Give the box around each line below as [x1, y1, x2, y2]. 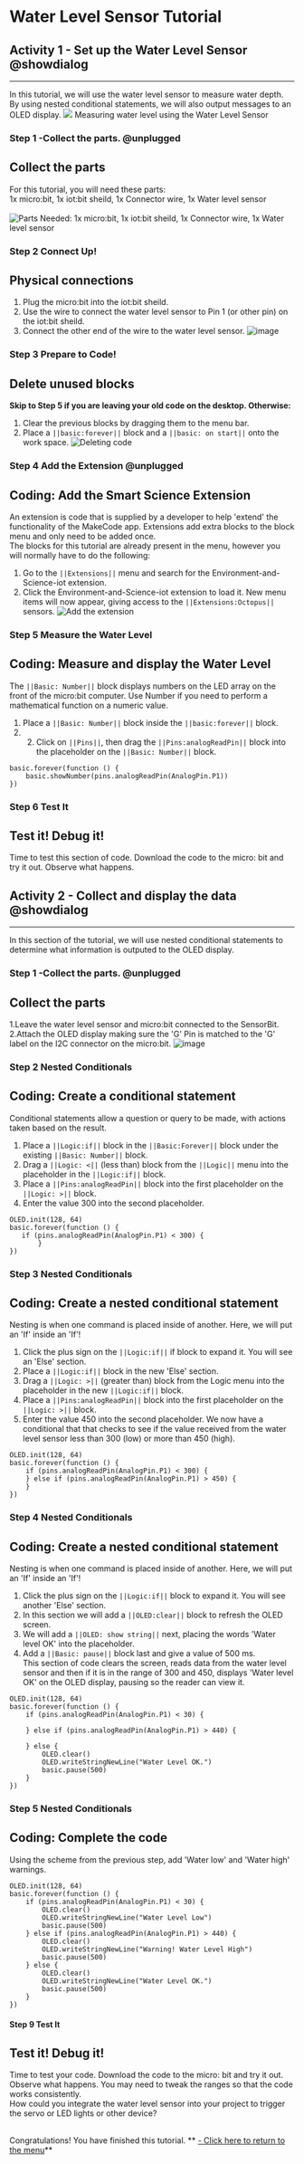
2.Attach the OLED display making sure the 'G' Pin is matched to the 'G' [9, 1028, 276, 1039]
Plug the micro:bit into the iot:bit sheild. [22, 297, 169, 308]
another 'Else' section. [22, 1600, 107, 1611]
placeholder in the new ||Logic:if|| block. [22, 1385, 184, 1396]
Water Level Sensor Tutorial [9, 6, 223, 27]
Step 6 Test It [9, 800, 70, 813]
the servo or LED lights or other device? [9, 2108, 157, 2119]
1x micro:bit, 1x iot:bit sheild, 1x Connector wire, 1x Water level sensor [9, 193, 267, 205]
